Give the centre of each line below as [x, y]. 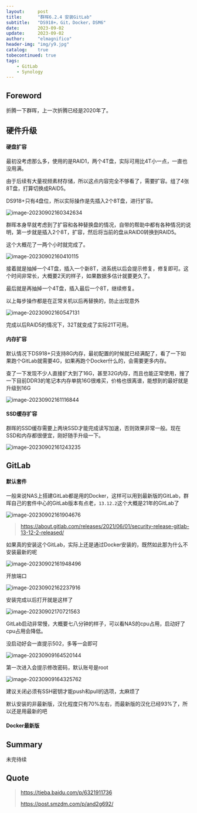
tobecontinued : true [31, 55]
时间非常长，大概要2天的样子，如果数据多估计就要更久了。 [82, 276]
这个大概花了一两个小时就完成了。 [47, 244]
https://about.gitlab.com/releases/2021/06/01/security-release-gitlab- [105, 526]
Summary [24, 744]
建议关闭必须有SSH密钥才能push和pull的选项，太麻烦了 [73, 691]
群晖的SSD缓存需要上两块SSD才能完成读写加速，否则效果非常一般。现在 [94, 428]
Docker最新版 [23, 726]
